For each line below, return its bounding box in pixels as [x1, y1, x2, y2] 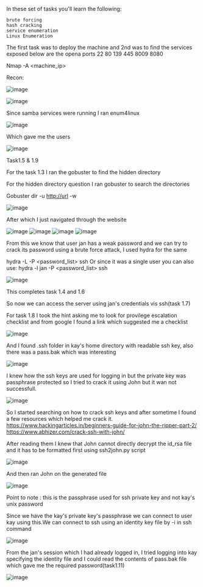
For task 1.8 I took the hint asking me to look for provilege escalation [6, 312, 177, 319]
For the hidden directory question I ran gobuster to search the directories [6, 180, 190, 188]
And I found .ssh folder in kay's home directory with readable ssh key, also [6, 342, 194, 349]
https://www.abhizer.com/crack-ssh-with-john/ [6, 428, 125, 436]
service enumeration [6, 27, 59, 34]
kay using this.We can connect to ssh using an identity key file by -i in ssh [6, 519, 192, 526]
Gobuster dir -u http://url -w [6, 192, 77, 199]
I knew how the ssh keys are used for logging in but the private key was [6, 372, 187, 379]
